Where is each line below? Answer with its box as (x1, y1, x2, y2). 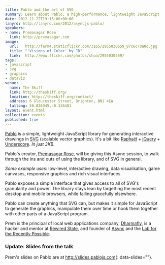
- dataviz (5, 76, 26, 81)
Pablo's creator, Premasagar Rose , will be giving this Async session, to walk (5, 151, 159, 157)
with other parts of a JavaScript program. (5, 210, 89, 217)
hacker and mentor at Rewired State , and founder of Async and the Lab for (5, 225, 157, 232)
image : (5, 39, 19, 44)
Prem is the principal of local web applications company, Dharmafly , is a (5, 220, 152, 226)
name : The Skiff (9, 85, 43, 90)
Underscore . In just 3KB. (5, 141, 55, 147)
